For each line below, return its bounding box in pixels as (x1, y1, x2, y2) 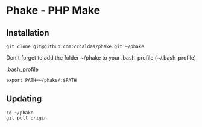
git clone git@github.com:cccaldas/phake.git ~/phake (6, 43, 145, 49)
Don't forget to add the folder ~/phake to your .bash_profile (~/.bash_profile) (6, 54, 197, 61)
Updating (6, 94, 42, 104)
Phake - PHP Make (6, 4, 101, 17)
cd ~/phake (6, 110, 34, 116)
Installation (6, 28, 49, 38)
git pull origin (6, 115, 47, 121)
